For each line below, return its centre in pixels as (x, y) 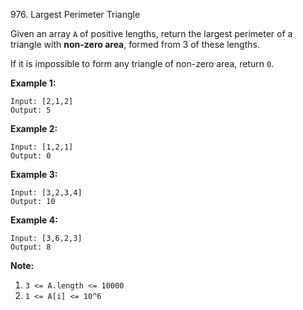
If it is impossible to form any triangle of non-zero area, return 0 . (142, 63)
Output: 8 (31, 247)
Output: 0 (31, 156)
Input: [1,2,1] (42, 147)
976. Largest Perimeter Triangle (75, 14)
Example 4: (34, 220)
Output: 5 (31, 110)
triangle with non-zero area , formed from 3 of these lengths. (135, 44)
